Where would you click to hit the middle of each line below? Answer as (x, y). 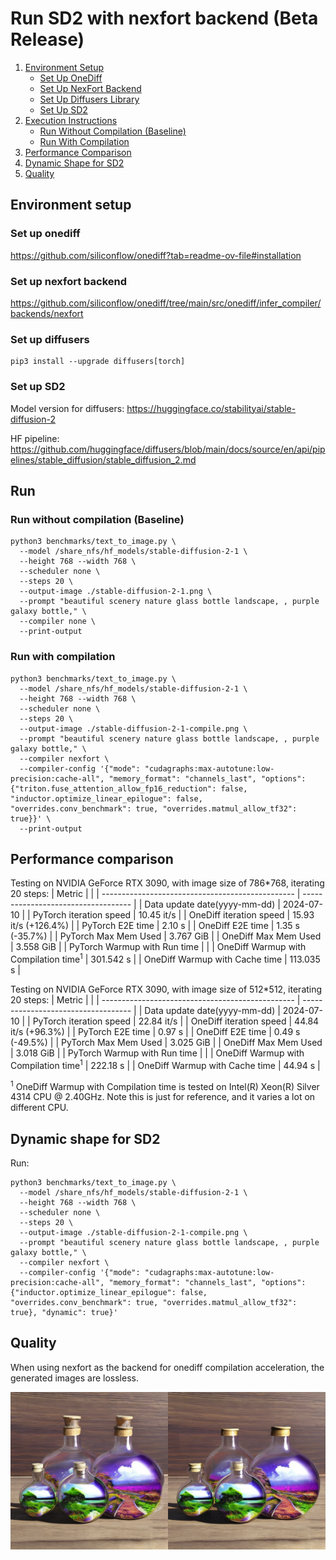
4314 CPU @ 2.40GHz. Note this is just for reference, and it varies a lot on (163, 1097)
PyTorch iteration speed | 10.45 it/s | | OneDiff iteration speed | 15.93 (173, 915)
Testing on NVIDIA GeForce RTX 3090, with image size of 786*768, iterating (167, 883)
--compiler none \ (58, 622)
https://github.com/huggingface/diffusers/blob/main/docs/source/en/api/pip (168, 449)
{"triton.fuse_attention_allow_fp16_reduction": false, (129, 788)
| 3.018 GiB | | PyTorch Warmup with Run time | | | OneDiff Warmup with (157, 1053)
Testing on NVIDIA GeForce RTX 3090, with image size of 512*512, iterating (166, 989)
